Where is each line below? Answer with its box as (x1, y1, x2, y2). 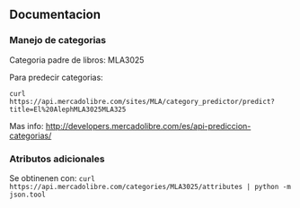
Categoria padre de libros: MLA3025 (9, 54, 145, 65)
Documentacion (9, 7, 101, 22)
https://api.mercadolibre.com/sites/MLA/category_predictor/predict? (9, 97, 276, 106)
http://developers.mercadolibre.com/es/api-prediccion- (45, 120, 251, 131)
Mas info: (9, 120, 44, 131)
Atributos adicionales (9, 152, 105, 165)
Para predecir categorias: (9, 72, 103, 82)
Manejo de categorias (9, 34, 106, 47)
